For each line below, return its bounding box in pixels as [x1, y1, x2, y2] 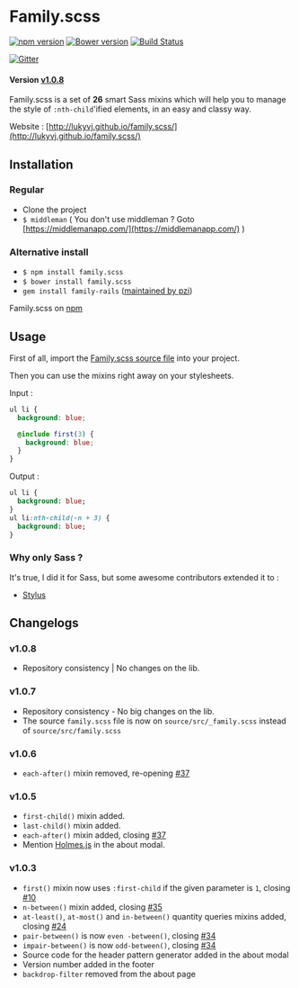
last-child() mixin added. [22, 821, 121, 831]
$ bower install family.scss [22, 277, 132, 287]
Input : [9, 387, 33, 398]
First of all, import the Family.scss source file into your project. [9, 353, 241, 364]
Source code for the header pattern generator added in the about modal [22, 949, 289, 960]
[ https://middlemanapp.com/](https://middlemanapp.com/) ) [22, 223, 245, 234]
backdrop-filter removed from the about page [22, 968, 196, 979]
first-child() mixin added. [22, 811, 126, 822]
